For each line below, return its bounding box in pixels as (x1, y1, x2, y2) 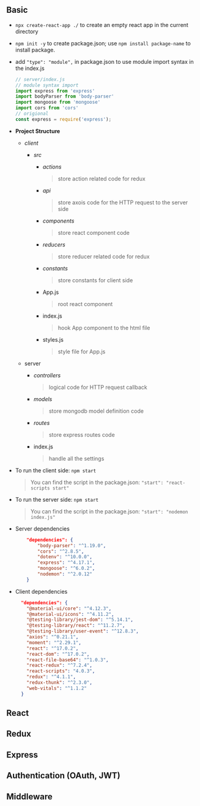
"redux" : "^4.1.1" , (26, 674, 76, 680)
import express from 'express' (15, 88, 95, 94)
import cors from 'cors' (15, 105, 79, 111)
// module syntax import (15, 82, 79, 88)
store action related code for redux (57, 175, 146, 182)
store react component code (57, 229, 130, 236)
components (42, 217, 75, 225)
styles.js (42, 336, 64, 343)
